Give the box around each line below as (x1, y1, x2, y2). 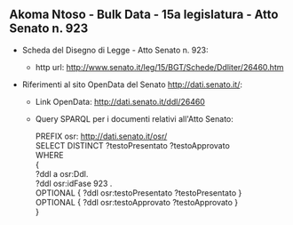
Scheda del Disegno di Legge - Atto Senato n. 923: (21, 44, 209, 55)
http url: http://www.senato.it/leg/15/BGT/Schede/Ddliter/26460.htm (35, 61, 284, 72)
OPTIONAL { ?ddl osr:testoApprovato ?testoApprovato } (35, 197, 239, 207)
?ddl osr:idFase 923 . (35, 178, 113, 189)
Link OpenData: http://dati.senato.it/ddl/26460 (35, 96, 206, 107)
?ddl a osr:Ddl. (35, 168, 89, 179)
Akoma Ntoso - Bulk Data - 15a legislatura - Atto (9, 7, 279, 22)
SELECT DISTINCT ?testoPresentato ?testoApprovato (35, 140, 231, 150)
